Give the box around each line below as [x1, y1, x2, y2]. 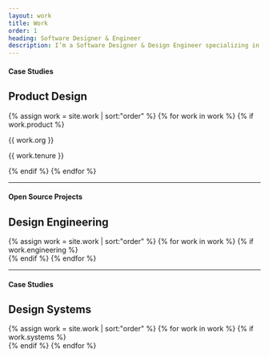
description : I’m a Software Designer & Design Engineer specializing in [8, 42, 260, 50]
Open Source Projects [8, 192, 82, 201]
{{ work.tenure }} [8, 150, 64, 160]
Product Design [8, 90, 88, 103]
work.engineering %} [8, 245, 78, 254]
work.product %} [8, 120, 65, 129]
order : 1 [8, 26, 38, 34]
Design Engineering [8, 215, 110, 229]
